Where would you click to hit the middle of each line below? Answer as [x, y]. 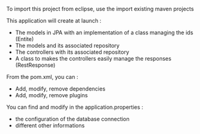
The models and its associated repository [67, 46]
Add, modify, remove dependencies [60, 89]
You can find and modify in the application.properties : [75, 107]
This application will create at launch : [54, 20]
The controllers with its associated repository [72, 52]
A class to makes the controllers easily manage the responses [93, 58]
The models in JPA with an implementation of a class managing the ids [104, 32]
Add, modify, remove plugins [51, 95]
